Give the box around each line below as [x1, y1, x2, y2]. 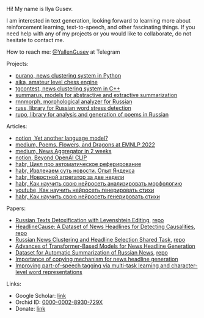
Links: [6, 280, 21, 287]
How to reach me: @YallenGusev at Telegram [6, 48, 120, 56]
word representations [28, 269, 82, 275]
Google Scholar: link [15, 292, 67, 299]
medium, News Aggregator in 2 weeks [15, 148, 112, 154]
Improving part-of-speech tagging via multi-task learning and [15, 262, 170, 269]
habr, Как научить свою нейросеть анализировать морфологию [15, 180, 182, 187]
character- [170, 262, 198, 269]
